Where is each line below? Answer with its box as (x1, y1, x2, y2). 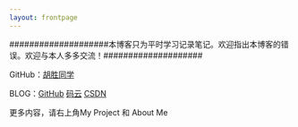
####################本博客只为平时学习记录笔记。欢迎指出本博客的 (9, 38, 282, 49)
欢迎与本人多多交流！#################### (24, 50, 203, 61)
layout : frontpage (9, 13, 78, 22)
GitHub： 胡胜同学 (9, 69, 74, 80)
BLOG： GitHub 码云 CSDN (9, 88, 107, 98)
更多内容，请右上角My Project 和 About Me (9, 106, 168, 117)
